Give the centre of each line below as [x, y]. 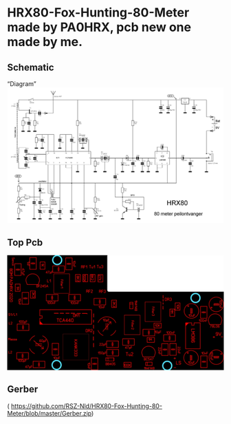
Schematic [31, 67]
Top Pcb [25, 242]
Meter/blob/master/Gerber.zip [49, 413]
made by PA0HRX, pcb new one [99, 27]
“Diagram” [22, 84]
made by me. [45, 42]
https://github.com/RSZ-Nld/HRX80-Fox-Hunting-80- [87, 406]
